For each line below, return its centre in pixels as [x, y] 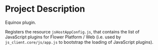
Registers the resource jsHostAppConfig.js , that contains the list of [72, 32]
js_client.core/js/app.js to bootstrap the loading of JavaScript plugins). [79, 42]
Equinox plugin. [21, 22]
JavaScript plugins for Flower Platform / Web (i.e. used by [63, 37]
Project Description [45, 9]
